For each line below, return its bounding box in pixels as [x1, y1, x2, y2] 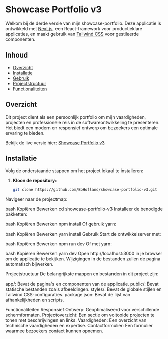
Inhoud [5, 51, 28, 60]
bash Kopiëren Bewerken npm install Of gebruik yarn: [5, 221, 117, 228]
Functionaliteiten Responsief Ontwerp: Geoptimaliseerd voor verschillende [5, 307, 160, 313]
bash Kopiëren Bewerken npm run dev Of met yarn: [5, 241, 112, 247]
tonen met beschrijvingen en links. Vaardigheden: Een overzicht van [5, 317, 147, 323]
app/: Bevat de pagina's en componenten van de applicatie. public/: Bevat [5, 281, 159, 287]
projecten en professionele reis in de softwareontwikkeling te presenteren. [5, 119, 160, 125]
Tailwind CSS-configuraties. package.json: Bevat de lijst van [5, 292, 130, 298]
